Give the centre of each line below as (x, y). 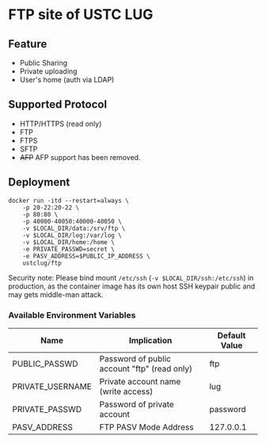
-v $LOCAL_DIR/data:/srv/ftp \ (74, 228)
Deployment (39, 183)
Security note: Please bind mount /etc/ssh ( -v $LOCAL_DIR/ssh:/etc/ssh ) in (131, 277)
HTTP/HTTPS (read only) (61, 124)
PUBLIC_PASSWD (45, 364)
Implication (151, 340)
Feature (28, 44)
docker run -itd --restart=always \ (68, 200)
